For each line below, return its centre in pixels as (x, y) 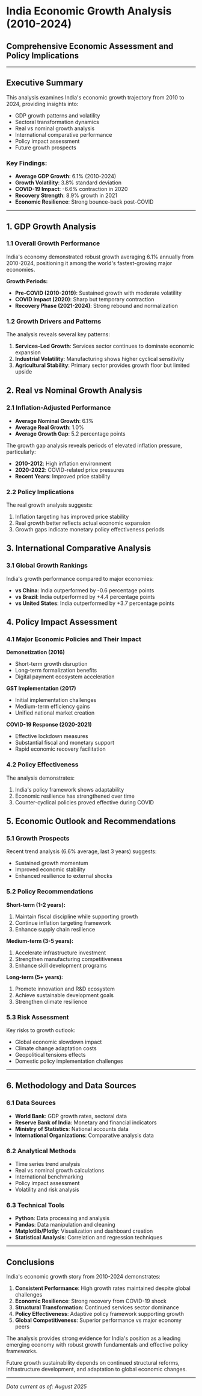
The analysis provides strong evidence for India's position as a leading (93, 1338)
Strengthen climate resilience (51, 1001)
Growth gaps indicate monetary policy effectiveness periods (90, 530)
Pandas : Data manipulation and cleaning (65, 1225)
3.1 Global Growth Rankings (47, 566)
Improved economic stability (50, 869)
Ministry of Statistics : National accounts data (72, 1128)
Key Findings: (27, 163)
